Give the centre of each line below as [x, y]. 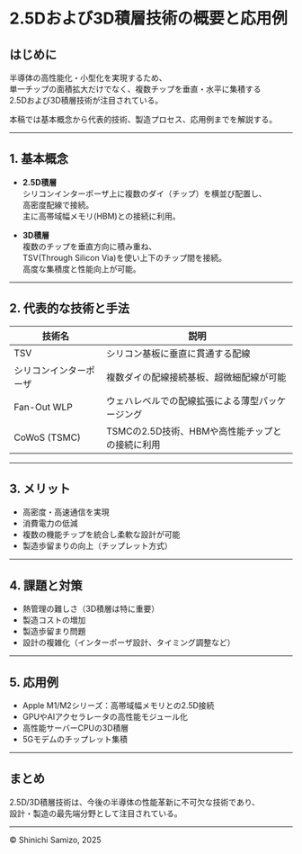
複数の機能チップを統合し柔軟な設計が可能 [101, 535]
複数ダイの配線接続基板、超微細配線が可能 [196, 377]
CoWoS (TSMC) [47, 437]
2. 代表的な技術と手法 [70, 308]
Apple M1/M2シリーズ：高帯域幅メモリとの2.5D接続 [118, 706]
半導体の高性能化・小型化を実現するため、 [88, 78]
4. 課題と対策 [46, 585]
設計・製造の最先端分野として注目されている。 [96, 813]
